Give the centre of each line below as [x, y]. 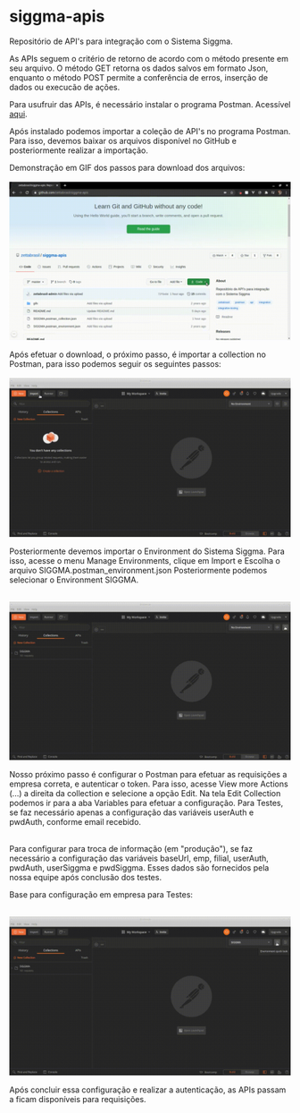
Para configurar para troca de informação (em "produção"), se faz [131, 849]
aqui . [19, 114]
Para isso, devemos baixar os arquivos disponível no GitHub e [123, 140]
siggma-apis [57, 17]
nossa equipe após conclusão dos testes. [86, 878]
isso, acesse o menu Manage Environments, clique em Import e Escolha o [145, 560]
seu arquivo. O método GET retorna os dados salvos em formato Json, [139, 68]
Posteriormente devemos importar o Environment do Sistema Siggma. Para [147, 551]
